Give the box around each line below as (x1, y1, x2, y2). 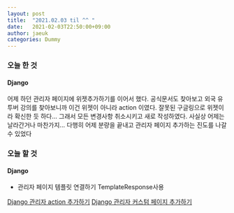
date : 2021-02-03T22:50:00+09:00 (7, 23, 111, 30)
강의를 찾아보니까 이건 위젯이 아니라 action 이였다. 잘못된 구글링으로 (20, 103, 206, 112)
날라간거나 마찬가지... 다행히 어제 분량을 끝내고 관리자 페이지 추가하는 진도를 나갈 (7, 121, 227, 129)
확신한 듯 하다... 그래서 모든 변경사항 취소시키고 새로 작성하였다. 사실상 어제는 (14, 112, 225, 121)
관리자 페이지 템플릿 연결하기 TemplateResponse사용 (17, 183, 164, 191)
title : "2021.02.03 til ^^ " (7, 17, 96, 24)
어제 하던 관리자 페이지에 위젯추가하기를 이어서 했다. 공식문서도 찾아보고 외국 (7, 95, 217, 103)
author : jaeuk (7, 29, 49, 37)
